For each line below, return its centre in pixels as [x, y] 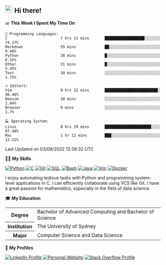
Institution [20, 227]
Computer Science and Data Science [80, 235]
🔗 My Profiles [19, 248]
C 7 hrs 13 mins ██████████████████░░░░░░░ [83, 38]
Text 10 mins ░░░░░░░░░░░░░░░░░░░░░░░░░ [83, 73]
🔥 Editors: [17, 86]
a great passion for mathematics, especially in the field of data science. [78, 188]
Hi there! [28, 11]
